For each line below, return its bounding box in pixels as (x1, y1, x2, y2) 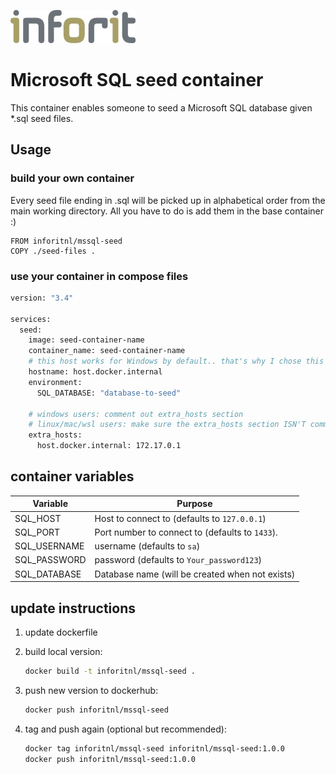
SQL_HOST (14, 512, 62, 524)
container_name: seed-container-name (28, 346, 186, 356)
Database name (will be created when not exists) (94, 568, 296, 580)
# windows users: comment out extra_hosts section (28, 409, 244, 419)
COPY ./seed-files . (10, 246, 97, 256)
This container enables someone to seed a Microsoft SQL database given (10, 101, 313, 114)
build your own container (10, 171, 135, 185)
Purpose (176, 498, 213, 510)
